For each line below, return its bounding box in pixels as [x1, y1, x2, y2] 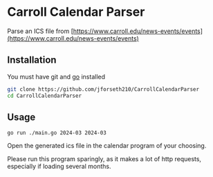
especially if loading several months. [7, 163, 111, 171]
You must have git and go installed [7, 72, 106, 81]
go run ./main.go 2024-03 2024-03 [7, 129, 107, 136]
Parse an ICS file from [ [7, 27, 74, 35]
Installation [7, 54, 57, 66]
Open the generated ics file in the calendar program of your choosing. [7, 142, 207, 150]
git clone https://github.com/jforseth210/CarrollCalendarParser [7, 85, 199, 93]
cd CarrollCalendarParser [7, 92, 82, 99]
